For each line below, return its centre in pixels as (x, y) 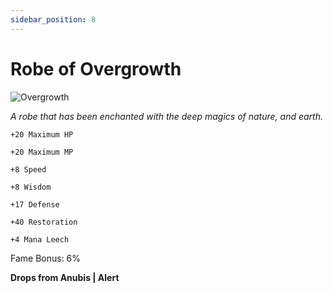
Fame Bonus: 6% (46, 258)
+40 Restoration (44, 222)
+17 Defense (35, 204)
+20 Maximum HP (42, 134)
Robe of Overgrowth (96, 68)
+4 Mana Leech (40, 239)
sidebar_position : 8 (53, 19)
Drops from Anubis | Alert (65, 277)
